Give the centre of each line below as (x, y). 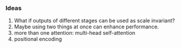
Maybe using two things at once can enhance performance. (86, 27)
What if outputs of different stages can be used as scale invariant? (94, 21)
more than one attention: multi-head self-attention (75, 33)
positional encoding (38, 39)
